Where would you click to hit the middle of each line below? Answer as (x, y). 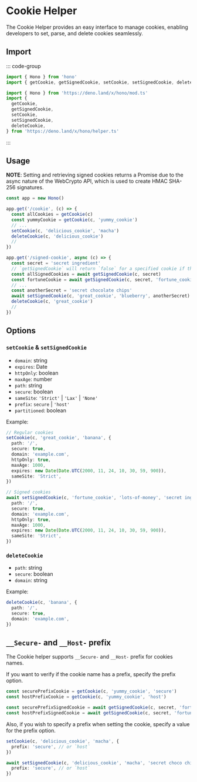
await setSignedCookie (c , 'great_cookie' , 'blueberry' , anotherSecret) (101, 296)
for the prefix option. (31, 730)
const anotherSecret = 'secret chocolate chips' (72, 290)
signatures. (30, 188)
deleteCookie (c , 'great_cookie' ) (52, 302)
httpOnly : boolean (36, 373)
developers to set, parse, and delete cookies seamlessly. (75, 33)
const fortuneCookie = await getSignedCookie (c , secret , (82, 280)
